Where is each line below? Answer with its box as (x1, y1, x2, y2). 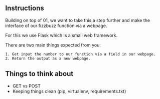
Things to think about (5, 69, 74, 78)
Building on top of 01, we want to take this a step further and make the (5, 17, 150, 23)
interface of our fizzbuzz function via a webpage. (5, 22, 107, 28)
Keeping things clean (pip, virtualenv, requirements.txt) (12, 88, 126, 94)
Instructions (5, 4, 44, 12)
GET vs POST (12, 82, 41, 89)
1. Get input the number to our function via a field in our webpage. (5, 51, 156, 56)
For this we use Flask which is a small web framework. (5, 32, 118, 38)
